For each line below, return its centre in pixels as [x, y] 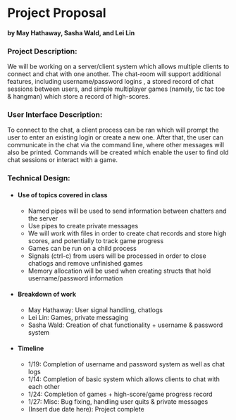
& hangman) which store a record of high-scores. [79, 97]
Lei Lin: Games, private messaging [78, 317]
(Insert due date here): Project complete [86, 409]
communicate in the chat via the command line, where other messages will [116, 145]
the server [43, 218]
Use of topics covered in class [62, 194]
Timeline [31, 348]
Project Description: [42, 51]
